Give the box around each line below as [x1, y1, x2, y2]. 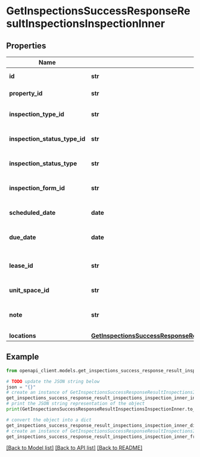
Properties [6, 41, 46, 51]
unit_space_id [9, 286, 49, 294]
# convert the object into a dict [6, 416, 92, 423]
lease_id [9, 261, 34, 270]
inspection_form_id [9, 184, 65, 192]
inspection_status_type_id [9, 135, 86, 143]
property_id [9, 89, 43, 97]
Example [6, 352, 39, 362]
